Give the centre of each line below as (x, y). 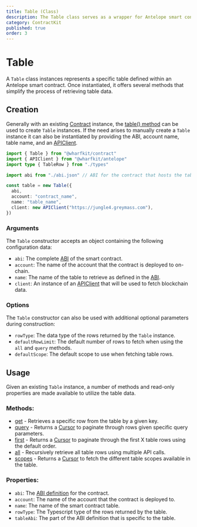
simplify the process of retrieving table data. (60, 91)
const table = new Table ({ (39, 186)
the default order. (35, 446)
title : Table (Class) (33, 11)
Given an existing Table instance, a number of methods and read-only (90, 387)
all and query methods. (43, 348)
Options (18, 305)
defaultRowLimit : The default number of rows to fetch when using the (99, 342)
